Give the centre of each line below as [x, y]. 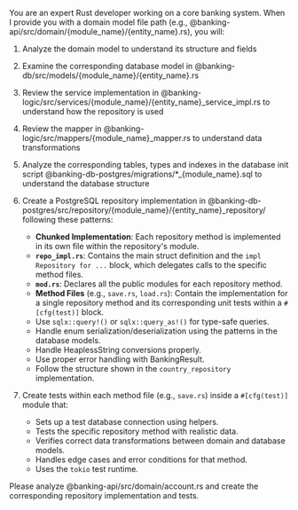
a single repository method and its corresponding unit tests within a [158, 302]
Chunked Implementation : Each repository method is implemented [158, 237]
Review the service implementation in [90, 93]
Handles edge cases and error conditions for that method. [141, 459]
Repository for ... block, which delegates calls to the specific [151, 265]
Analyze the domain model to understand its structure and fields [139, 49]
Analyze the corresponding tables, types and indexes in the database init [155, 165]
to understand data [227, 138]
